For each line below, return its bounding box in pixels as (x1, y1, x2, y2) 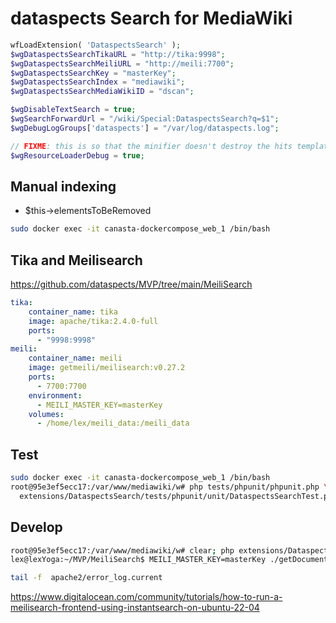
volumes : (28, 409, 65, 419)
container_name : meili (28, 353, 123, 364)
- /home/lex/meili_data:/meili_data (36, 418, 190, 429)
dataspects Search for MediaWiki (10, 7, 293, 30)
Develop (10, 519, 63, 536)
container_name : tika (28, 307, 118, 317)
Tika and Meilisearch (10, 252, 143, 269)
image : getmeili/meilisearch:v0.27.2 (28, 363, 186, 373)
